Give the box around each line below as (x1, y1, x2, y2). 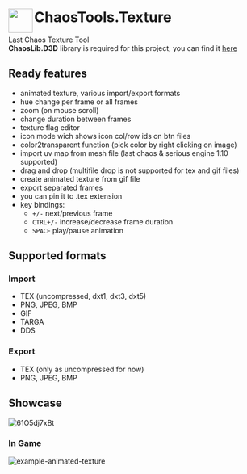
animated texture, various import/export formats (19, 88, 181, 98)
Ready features (8, 67, 87, 81)
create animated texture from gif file (19, 174, 140, 183)
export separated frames (19, 182, 103, 192)
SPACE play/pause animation (31, 225, 123, 235)
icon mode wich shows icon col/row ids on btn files (19, 131, 191, 141)
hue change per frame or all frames (19, 97, 139, 107)
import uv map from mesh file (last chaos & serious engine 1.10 (19, 148, 228, 157)
